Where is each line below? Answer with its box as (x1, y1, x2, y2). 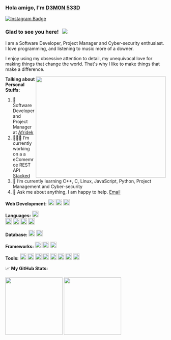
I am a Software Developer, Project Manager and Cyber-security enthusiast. (5, 40, 164, 46)
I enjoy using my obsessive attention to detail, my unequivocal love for (5, 55, 153, 61)
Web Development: (5, 200, 47, 206)
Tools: (5, 255, 19, 261)
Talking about (5, 76, 35, 82)
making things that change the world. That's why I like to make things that (5, 61, 160, 67)
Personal (5, 81, 25, 88)
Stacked (12, 172, 31, 178)
